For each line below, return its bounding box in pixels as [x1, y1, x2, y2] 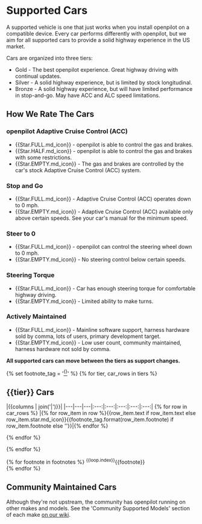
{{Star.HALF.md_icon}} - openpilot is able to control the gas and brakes [14, 147, 192, 154]
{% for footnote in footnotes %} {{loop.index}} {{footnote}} [6, 457, 145, 466]
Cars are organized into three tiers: [6, 54, 93, 61]
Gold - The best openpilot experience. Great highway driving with [14, 66, 178, 73]
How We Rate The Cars [6, 109, 95, 119]
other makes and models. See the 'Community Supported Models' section [6, 504, 190, 512]
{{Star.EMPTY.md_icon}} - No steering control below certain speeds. [14, 256, 186, 263]
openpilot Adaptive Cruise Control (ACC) [6, 127, 128, 136]
